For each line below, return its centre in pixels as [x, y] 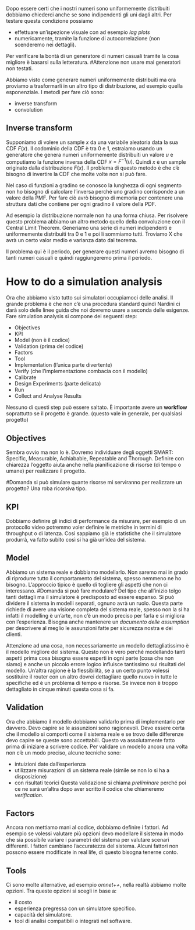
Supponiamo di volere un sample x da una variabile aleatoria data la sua [92, 142]
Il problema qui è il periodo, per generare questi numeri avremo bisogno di [95, 252]
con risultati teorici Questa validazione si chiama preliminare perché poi [100, 783]
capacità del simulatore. [43, 915]
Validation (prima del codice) [49, 346]
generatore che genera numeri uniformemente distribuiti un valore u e [90, 154]
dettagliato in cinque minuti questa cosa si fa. [61, 689]
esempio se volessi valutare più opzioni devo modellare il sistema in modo [95, 833]
